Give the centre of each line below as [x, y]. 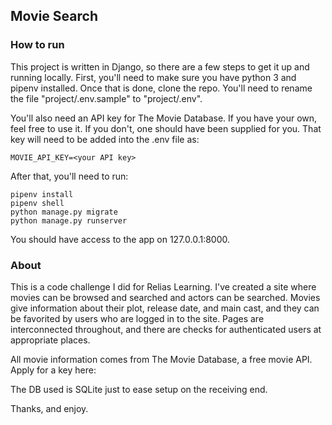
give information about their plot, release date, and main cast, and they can [165, 308]
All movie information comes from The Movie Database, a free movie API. [161, 359]
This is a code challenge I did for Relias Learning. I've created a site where [163, 286]
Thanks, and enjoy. [49, 408]
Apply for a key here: [53, 370]
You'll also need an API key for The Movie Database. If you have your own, [164, 118]
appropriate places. [50, 340]
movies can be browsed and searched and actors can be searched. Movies [165, 297]
